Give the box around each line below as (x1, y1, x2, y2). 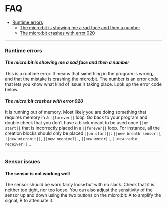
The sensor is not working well (5, 170, 70, 176)
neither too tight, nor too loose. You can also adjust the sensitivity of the (5, 187, 153, 193)
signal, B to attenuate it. (5, 198, 54, 204)
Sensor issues (5, 158, 41, 165)
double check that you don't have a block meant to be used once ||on (5, 120, 149, 126)
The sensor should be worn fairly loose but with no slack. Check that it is (5, 182, 155, 188)
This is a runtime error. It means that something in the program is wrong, (5, 71, 154, 77)
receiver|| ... (5, 141, 31, 147)
